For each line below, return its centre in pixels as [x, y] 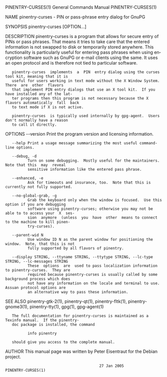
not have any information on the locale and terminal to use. [93, 283]
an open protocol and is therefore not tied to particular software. [71, 63]
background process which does [38, 279]
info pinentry [42, 333]
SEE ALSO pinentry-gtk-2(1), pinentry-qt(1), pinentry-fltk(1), [66, 301]
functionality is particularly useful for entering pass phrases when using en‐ [83, 52]
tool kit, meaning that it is [37, 77]
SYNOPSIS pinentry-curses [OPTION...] [46, 27]
